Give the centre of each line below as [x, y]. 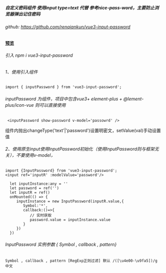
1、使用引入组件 [21, 72]
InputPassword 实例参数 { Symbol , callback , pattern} [61, 244]
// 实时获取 [40, 215]
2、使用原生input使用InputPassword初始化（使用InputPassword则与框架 [80, 149]
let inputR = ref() [30, 192]
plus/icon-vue [19, 105]
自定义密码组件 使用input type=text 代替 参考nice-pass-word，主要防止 [80, 8]
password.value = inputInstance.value [70, 220]
